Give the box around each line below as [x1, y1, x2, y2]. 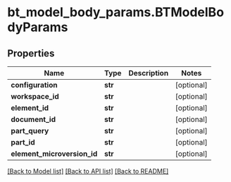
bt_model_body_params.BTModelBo [7, 4, 224, 20]
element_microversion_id [11, 149, 98, 159]
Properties [7, 47, 55, 59]
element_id [11, 103, 49, 113]
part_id [11, 138, 35, 147]
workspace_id [11, 92, 59, 101]
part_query [11, 126, 49, 135]
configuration [11, 80, 58, 90]
